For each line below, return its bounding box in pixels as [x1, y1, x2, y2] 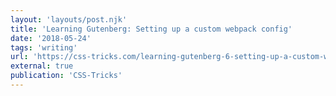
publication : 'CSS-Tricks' [10, 71, 123, 81]
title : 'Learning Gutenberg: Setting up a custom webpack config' [10, 24, 293, 34]
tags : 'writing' [10, 42, 78, 53]
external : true [10, 61, 74, 71]
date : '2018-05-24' [10, 33, 92, 43]
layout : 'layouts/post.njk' [10, 14, 128, 25]
